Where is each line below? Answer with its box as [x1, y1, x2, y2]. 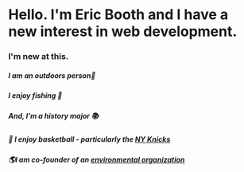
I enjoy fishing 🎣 [8, 91, 63, 100]
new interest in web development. [8, 22, 238, 41]
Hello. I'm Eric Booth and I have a [8, 6, 229, 24]
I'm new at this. [8, 51, 69, 62]
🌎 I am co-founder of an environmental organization [8, 155, 185, 165]
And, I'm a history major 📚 [8, 111, 99, 121]
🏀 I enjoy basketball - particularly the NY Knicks [8, 134, 171, 144]
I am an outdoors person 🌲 [8, 70, 96, 80]
